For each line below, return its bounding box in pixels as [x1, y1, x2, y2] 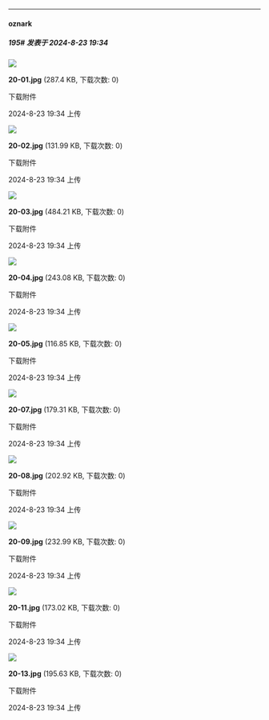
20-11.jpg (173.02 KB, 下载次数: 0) [8, 602, 121, 612]
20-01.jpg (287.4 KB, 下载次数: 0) [8, 74, 119, 84]
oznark [8, 18, 33, 28]
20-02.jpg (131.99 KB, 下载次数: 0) [8, 141, 122, 150]
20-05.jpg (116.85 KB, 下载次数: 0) [8, 338, 122, 348]
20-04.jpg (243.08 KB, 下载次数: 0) [8, 273, 126, 282]
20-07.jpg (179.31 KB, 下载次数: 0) [8, 405, 121, 414]
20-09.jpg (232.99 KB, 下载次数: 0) [8, 537, 126, 546]
